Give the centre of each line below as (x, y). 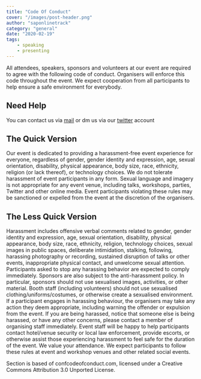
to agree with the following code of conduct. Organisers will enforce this (95, 74)
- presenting (33, 51)
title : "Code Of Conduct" (38, 12)
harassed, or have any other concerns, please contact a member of (89, 320)
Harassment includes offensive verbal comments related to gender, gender (99, 231)
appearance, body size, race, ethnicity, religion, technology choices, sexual (100, 244)
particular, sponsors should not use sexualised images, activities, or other (97, 282)
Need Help (26, 106)
